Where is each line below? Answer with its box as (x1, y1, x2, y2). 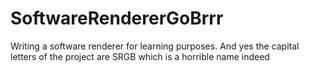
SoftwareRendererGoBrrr (10, 7, 224, 30)
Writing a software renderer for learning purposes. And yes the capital (10, 40, 300, 52)
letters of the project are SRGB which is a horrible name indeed (10, 50, 270, 62)
